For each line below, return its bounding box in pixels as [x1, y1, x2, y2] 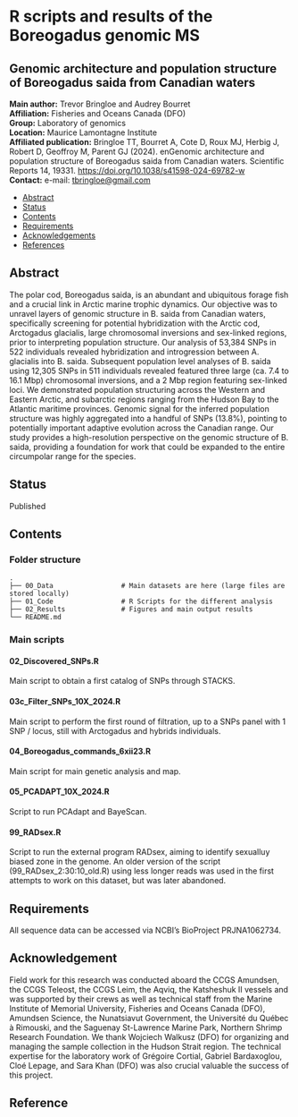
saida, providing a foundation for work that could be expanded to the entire [9, 441, 286, 452]
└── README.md [9, 613, 62, 622]
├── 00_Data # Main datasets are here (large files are [9, 582, 286, 591]
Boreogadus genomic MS [9, 25, 201, 46]
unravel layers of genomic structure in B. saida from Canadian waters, [9, 308, 266, 319]
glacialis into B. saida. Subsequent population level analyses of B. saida [9, 355, 271, 366]
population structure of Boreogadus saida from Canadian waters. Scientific [9, 156, 285, 166]
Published [9, 500, 46, 511]
